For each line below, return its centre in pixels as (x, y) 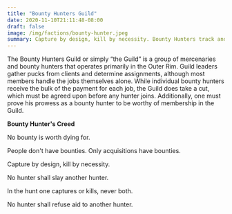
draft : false (26, 26)
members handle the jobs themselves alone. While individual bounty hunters (116, 81)
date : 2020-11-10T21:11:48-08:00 (55, 20)
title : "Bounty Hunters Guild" (52, 14)
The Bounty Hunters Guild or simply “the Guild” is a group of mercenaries (112, 59)
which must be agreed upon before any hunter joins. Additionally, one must (114, 96)
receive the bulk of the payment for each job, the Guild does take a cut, (108, 89)
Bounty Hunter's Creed (41, 124)
